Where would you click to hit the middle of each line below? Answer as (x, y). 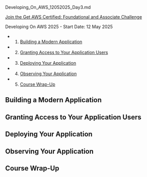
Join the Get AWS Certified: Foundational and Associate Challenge (74, 17)
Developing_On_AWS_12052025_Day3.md (48, 7)
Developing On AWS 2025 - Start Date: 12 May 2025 (59, 27)
